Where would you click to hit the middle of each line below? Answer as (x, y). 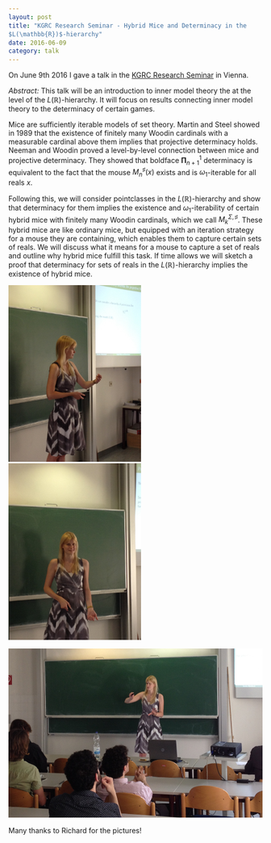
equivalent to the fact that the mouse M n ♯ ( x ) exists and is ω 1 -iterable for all (132, 172)
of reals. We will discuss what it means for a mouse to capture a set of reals (134, 247)
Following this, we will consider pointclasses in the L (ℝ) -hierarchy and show (135, 199)
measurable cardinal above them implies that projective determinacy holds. (133, 142)
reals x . (21, 182)
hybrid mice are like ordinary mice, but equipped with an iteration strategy (131, 230)
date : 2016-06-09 (38, 43)
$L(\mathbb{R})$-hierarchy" (56, 34)
